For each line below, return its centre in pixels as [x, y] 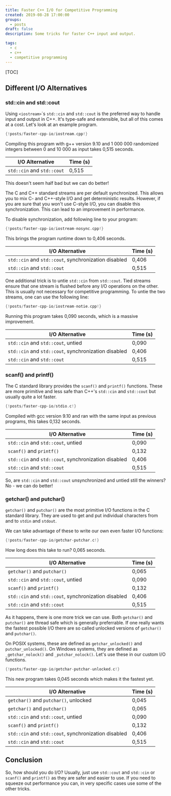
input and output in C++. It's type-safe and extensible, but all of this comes [84, 119]
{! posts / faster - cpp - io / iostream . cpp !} [46, 134]
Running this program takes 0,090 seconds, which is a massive [72, 316]
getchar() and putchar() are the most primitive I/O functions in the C [78, 510]
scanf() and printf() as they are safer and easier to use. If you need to [80, 778]
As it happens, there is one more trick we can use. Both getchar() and [79, 617]
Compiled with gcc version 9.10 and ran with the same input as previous [81, 416]
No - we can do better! [29, 486]
